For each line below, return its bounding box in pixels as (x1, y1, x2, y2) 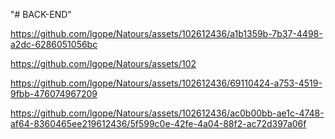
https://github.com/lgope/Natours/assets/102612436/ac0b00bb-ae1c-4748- (10, 107, 325, 119)
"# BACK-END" (10, 9, 72, 20)
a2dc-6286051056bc (10, 39, 98, 50)
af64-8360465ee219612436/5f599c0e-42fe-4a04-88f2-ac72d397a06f (10, 118, 307, 129)
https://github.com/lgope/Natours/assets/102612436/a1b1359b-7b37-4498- (10, 28, 323, 39)
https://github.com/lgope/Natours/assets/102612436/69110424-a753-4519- (10, 77, 323, 89)
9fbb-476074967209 (10, 88, 98, 99)
